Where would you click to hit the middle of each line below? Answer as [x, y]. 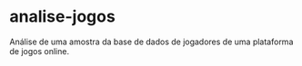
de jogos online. [40, 51]
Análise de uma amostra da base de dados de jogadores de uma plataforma [151, 42]
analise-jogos [62, 17]
